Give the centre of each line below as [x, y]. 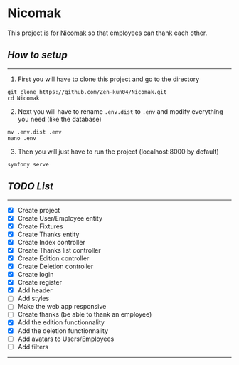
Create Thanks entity [48, 234]
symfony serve [28, 164]
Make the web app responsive [62, 307]
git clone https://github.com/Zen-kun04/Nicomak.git [87, 92]
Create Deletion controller [55, 266]
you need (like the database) [59, 119]
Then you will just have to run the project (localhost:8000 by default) [118, 152]
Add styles [33, 298]
